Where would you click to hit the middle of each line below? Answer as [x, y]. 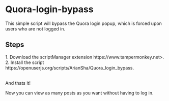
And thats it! [18, 83]
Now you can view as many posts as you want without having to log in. [79, 93]
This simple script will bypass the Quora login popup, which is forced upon [83, 23]
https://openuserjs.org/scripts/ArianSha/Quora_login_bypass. [69, 68]
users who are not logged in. [35, 28]
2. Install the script [25, 62]
